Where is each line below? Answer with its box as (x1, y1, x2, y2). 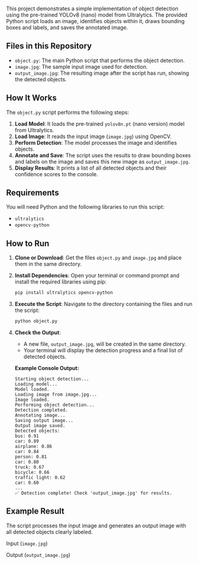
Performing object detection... (14, 402, 95, 408)
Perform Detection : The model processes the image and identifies (14, 139, 177, 146)
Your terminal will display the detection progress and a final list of (23, 347, 183, 353)
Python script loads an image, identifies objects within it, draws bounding (6, 18, 185, 24)
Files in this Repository (6, 41, 92, 51)
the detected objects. (14, 75, 67, 82)
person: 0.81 (14, 454, 47, 460)
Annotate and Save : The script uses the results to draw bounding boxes (14, 151, 191, 159)
